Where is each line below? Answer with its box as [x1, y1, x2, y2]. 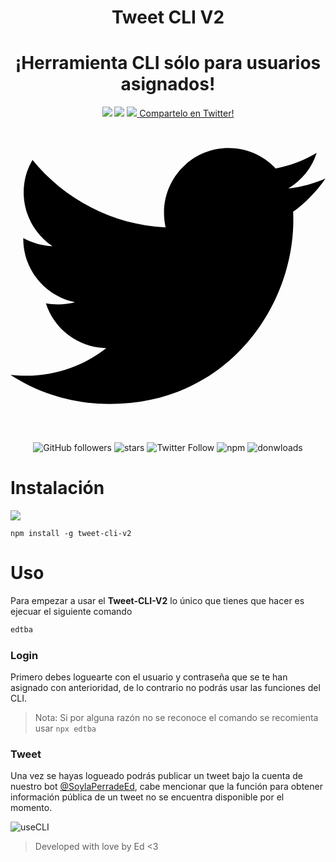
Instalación [10, 477, 105, 500]
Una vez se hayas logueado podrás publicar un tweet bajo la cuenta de [10, 770, 303, 782]
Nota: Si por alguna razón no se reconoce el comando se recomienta [34, 712, 319, 724]
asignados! [120, 73, 216, 96]
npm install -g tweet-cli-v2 [10, 529, 132, 539]
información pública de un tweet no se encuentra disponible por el [10, 791, 285, 803]
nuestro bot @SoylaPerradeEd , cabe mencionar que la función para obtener [10, 781, 323, 793]
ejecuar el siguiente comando [10, 606, 133, 617]
